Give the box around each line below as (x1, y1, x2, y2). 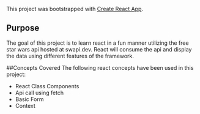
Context (15, 102, 35, 109)
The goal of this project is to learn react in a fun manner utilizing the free (6, 39, 189, 47)
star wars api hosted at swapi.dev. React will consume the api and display (6, 45, 192, 53)
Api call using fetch (15, 89, 64, 96)
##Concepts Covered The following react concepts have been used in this (6, 64, 194, 71)
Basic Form (15, 95, 44, 103)
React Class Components (15, 82, 80, 89)
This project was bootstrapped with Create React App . (6, 6, 144, 12)
